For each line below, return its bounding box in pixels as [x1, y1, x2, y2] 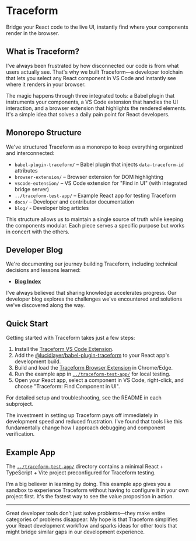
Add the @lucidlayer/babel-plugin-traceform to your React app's [14, 352, 170, 359]
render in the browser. [6, 29, 60, 36]
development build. [14, 358, 61, 365]
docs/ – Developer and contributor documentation [14, 198, 134, 205]
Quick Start [6, 319, 48, 329]
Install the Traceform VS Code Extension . [14, 346, 114, 353]
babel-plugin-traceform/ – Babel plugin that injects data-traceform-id [14, 161, 184, 168]
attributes [14, 167, 38, 174]
